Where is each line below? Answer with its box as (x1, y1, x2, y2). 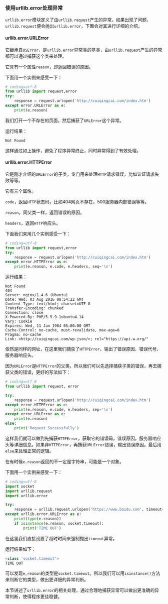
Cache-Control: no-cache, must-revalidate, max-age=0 (5, 328, 120, 333)
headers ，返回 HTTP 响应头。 (5, 220, 61, 226)
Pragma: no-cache (5, 332, 41, 337)
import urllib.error (5, 493, 48, 498)
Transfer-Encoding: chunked (5, 306, 64, 311)
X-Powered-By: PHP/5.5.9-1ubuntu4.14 (5, 315, 84, 320)
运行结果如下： (5, 546, 36, 552)
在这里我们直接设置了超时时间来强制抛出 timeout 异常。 (5, 535, 117, 541)
